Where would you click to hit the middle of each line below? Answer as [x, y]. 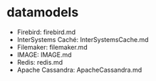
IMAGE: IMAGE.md [44, 55]
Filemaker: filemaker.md [52, 47]
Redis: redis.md [40, 62]
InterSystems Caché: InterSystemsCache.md [83, 39]
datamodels [43, 12]
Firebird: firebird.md [46, 32]
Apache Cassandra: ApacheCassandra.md [79, 70]
